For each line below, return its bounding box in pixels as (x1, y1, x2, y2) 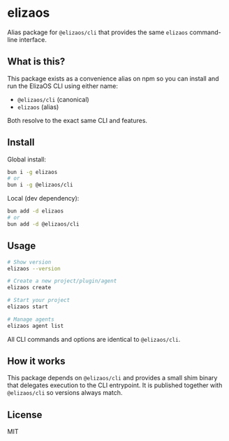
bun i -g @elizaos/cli (7, 182, 73, 189)
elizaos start (7, 303, 49, 310)
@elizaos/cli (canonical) (17, 95, 89, 103)
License (7, 409, 43, 421)
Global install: (7, 155, 47, 164)
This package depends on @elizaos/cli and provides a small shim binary (7, 374, 218, 382)
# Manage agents (7, 316, 54, 323)
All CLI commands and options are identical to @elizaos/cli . (7, 335, 181, 343)
